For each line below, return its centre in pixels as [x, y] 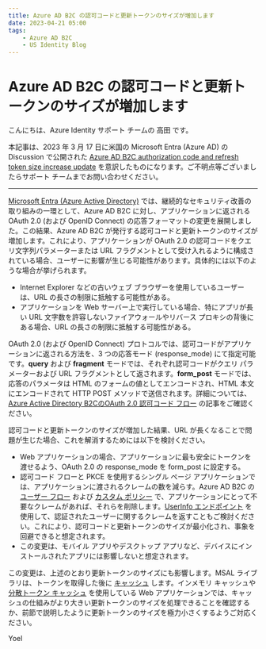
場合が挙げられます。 [56, 271]
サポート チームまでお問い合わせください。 [92, 177]
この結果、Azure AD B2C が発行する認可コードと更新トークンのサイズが [140, 231]
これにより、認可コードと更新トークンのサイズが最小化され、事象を [144, 526]
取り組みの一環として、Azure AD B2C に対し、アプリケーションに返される [129, 211]
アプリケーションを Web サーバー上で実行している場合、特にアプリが [133, 307]
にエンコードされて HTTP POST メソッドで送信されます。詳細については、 [130, 394]
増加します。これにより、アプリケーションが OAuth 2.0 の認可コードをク [127, 241]
